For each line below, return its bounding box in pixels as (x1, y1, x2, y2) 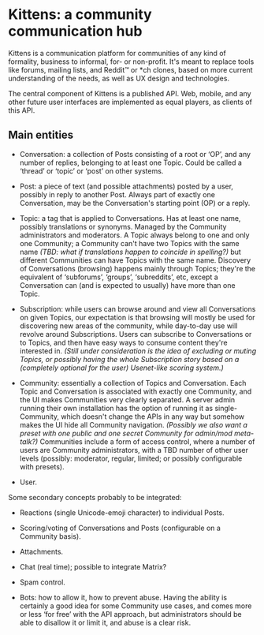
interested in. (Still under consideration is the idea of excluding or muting (19, 346, 257, 356)
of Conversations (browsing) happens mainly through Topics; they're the (19, 263, 256, 273)
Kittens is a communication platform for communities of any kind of (8, 48, 227, 58)
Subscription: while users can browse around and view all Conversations (19, 304, 256, 313)
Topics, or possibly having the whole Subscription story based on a (19, 354, 240, 364)
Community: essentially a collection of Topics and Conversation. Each (19, 378, 247, 387)
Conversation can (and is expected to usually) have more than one (19, 280, 236, 289)
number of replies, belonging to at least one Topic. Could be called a (19, 158, 243, 167)
